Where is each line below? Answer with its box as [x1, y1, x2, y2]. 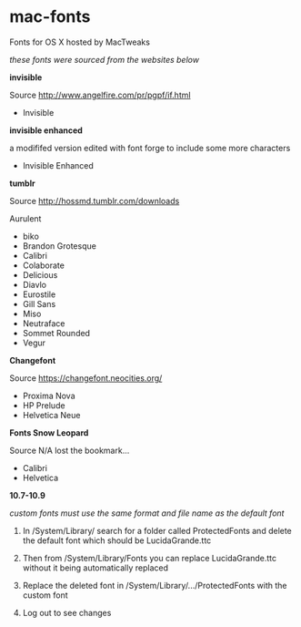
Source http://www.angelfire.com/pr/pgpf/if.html [9, 89, 191, 100]
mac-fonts [9, 6, 91, 27]
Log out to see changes [22, 607, 112, 618]
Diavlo [22, 279, 47, 290]
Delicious [22, 269, 58, 280]
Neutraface [22, 317, 65, 329]
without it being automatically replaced [22, 562, 169, 573]
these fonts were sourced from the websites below [9, 54, 200, 65]
